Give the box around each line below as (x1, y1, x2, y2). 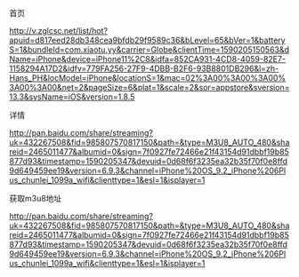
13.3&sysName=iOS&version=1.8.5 (9, 91, 135, 102)
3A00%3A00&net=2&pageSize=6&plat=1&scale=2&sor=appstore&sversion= (9, 83, 290, 92)
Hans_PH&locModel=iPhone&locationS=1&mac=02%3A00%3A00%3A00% (9, 73, 287, 83)
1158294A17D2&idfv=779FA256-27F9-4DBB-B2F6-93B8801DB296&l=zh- (9, 63, 279, 74)
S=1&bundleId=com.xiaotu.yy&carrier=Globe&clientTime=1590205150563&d (9, 44, 290, 55)
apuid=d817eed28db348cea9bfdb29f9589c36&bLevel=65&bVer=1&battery (9, 35, 287, 45)
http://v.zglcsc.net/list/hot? (9, 26, 109, 36)
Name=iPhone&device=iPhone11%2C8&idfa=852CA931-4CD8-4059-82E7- (9, 54, 287, 64)
